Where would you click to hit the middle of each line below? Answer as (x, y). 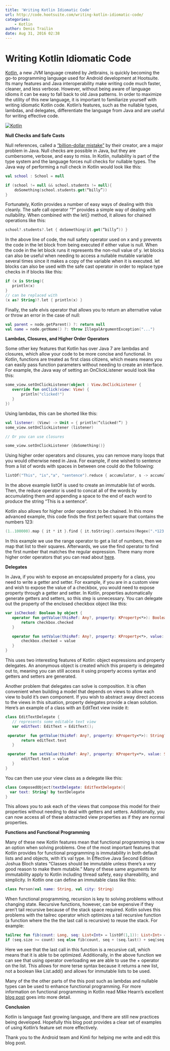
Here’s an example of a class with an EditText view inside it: (67, 708)
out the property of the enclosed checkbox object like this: (66, 604)
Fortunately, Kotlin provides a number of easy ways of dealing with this (79, 204)
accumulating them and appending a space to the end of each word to (79, 496)
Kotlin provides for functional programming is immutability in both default (81, 853)
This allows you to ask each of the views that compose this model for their (83, 807)
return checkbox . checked (47, 622)
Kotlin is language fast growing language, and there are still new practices (82, 1017)
